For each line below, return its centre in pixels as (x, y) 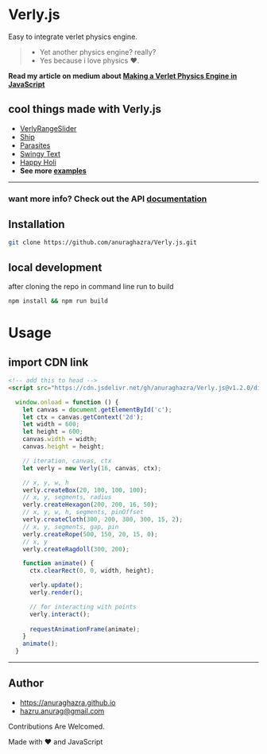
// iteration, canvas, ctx (67, 461)
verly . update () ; (56, 586)
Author (26, 684)
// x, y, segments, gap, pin (71, 527)
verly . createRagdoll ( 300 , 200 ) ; (76, 549)
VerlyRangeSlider (48, 128)
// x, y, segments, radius (67, 497)
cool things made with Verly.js (85, 109)
